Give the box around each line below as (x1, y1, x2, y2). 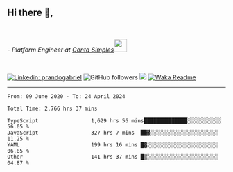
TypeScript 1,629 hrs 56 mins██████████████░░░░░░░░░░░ (7, 117, 222, 124)
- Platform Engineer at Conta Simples (7, 46, 114, 54)
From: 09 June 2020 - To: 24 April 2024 (7, 93, 126, 100)
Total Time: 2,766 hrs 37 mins (7, 105, 98, 112)
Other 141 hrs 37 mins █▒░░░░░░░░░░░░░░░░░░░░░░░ (7, 153, 218, 160)
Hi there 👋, (7, 7, 53, 19)
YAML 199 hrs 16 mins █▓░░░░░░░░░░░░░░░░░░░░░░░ (7, 141, 218, 149)
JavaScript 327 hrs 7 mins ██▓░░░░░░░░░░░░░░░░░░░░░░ (7, 129, 218, 136)
